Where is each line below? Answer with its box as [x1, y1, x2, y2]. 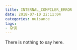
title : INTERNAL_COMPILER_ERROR [5, 7, 72, 12]
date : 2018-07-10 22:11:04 [5, 12, 61, 17]
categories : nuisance [5, 16, 50, 21]
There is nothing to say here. [5, 39, 64, 45]
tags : [5, 21, 16, 26]
